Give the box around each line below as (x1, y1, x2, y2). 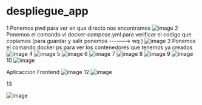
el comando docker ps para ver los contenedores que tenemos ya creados (6, 44, 193, 51)
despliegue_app (6, 4, 89, 18)
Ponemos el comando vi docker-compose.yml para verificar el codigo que (6, 30, 192, 38)
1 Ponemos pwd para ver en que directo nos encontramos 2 (6, 24, 178, 32)
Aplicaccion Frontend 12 (6, 68, 90, 75)
